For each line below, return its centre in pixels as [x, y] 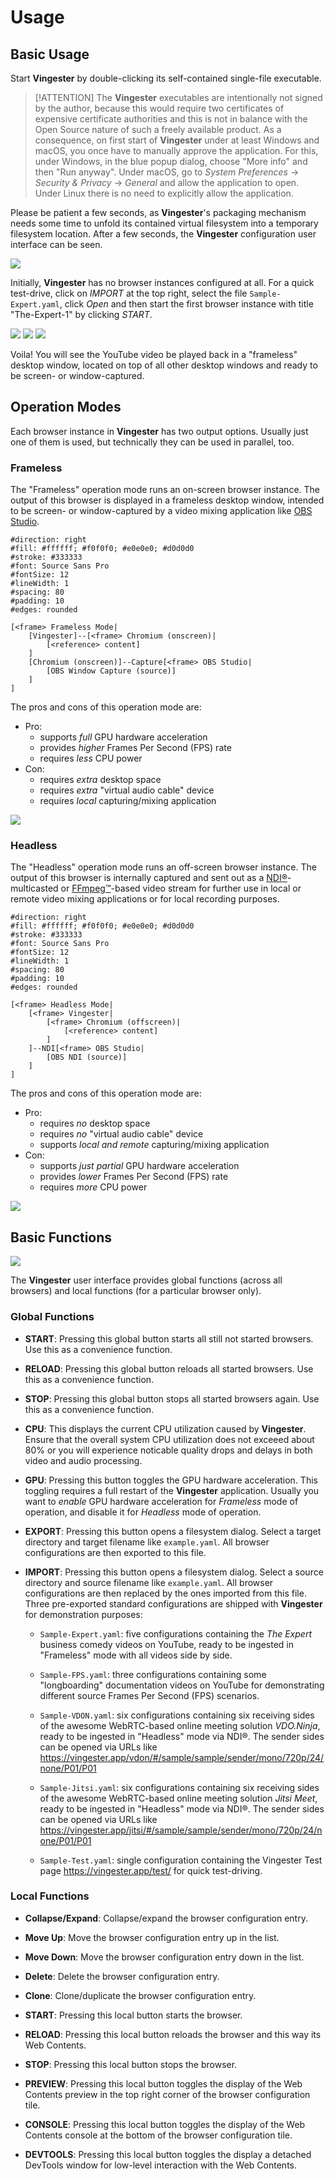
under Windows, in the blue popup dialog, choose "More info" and [171, 161]
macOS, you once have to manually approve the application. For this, [176, 150]
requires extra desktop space [100, 780]
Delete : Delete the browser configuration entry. [122, 1976]
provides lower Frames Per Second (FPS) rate [134, 1177]
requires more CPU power [93, 1187]
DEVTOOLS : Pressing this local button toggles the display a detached [168, 2154]
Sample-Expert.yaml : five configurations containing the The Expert [175, 1633]
